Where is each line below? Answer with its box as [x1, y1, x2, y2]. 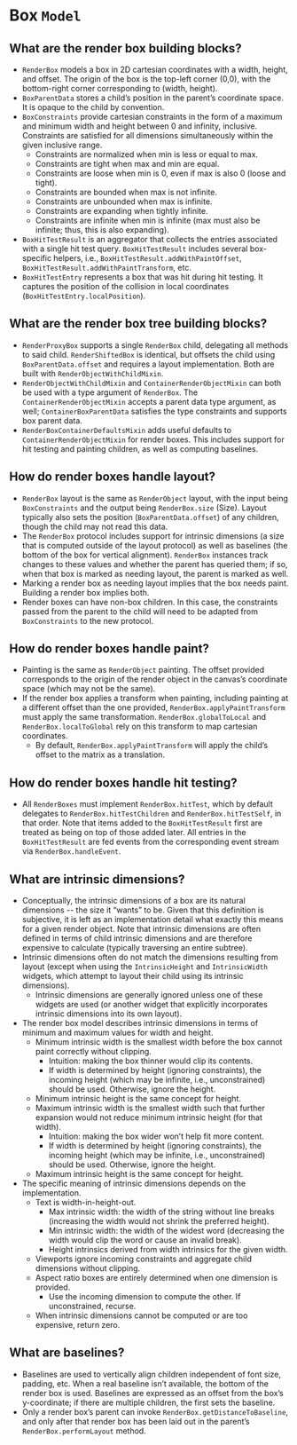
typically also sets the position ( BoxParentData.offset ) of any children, [21, 511, 279, 522]
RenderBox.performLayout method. [21, 1425, 146, 1436]
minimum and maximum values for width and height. [21, 1027, 214, 1038]
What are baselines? [9, 1346, 125, 1361]
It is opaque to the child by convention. [21, 102, 165, 112]
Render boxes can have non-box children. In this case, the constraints [21, 596, 278, 607]
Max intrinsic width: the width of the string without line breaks [48, 1206, 275, 1217]
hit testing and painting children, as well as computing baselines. [21, 443, 259, 454]
